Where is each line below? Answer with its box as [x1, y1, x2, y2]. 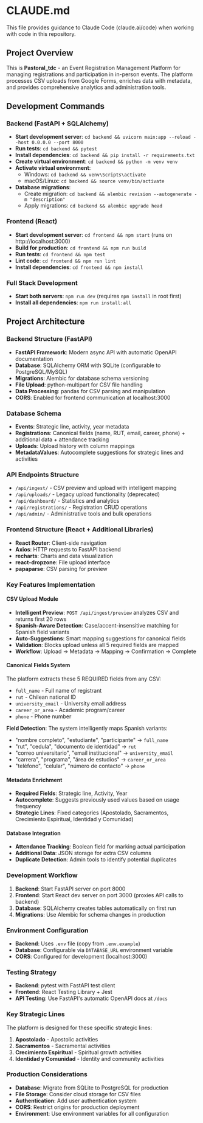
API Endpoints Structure [6, 470, 79, 478]
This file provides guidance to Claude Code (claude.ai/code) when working [6, 24, 194, 31]
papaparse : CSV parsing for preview [15, 565, 108, 572]
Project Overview [6, 48, 74, 58]
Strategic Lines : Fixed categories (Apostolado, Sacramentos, [15, 809, 169, 816]
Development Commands [6, 101, 105, 111]
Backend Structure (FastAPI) [6, 335, 93, 343]
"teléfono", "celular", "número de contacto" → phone [15, 762, 145, 769]
